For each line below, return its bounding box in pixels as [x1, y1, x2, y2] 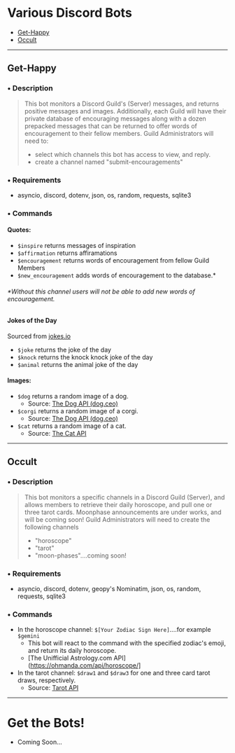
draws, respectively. [17, 676, 76, 684]
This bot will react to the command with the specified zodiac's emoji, [27, 639, 226, 647]
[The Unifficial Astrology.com [27, 654, 113, 663]
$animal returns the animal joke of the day [17, 360, 138, 368]
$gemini [17, 633, 40, 640]
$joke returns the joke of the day [17, 345, 112, 354]
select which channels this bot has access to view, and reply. [34, 150, 211, 158]
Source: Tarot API [27, 684, 79, 692]
